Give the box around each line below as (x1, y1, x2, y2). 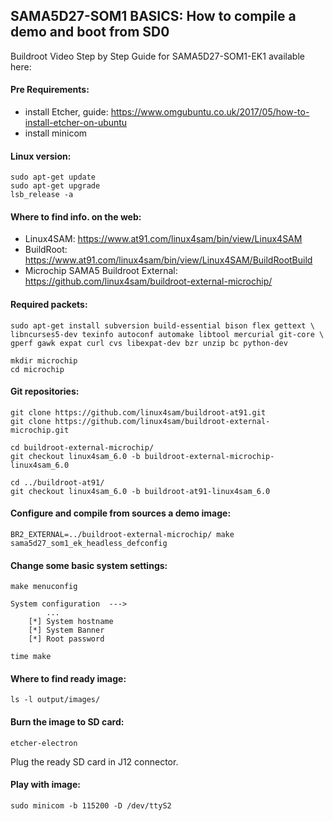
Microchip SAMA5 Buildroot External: (24, 265, 178, 277)
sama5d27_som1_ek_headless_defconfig (10, 539, 168, 549)
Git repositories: (10, 385, 80, 398)
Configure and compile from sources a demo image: (10, 507, 232, 519)
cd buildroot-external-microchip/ (10, 442, 155, 453)
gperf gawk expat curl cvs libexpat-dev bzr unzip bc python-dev (10, 338, 288, 348)
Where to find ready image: (10, 672, 127, 684)
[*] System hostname (28, 617, 114, 627)
